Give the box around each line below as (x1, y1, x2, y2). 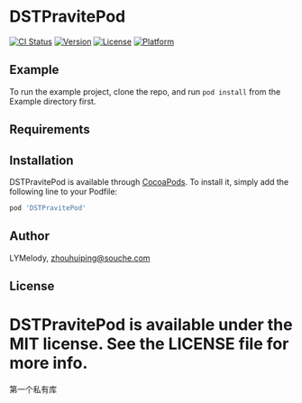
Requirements (9, 122, 90, 137)
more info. (9, 353, 88, 373)
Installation (9, 152, 74, 168)
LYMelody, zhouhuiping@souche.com (9, 252, 151, 263)
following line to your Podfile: (9, 186, 118, 197)
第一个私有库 (9, 383, 57, 394)
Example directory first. (9, 96, 96, 106)
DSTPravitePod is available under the (9, 315, 293, 335)
